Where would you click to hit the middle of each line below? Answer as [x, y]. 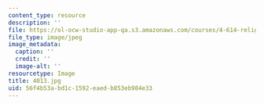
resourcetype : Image [42, 74]
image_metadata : [35, 45]
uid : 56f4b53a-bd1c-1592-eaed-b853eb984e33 [81, 88]
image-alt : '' [38, 66]
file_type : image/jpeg [45, 37]
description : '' [35, 23]
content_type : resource [47, 15]
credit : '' [33, 59]
